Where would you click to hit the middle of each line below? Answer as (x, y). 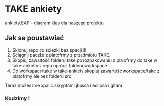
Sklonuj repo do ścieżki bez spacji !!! (49, 50)
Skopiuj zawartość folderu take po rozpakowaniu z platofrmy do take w (84, 60)
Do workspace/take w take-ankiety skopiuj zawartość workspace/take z (86, 71)
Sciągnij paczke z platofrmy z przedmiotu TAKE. (61, 55)
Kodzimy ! (18, 98)
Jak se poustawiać (35, 38)
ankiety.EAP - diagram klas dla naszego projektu (54, 23)
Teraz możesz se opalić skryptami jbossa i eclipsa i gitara (64, 85)
